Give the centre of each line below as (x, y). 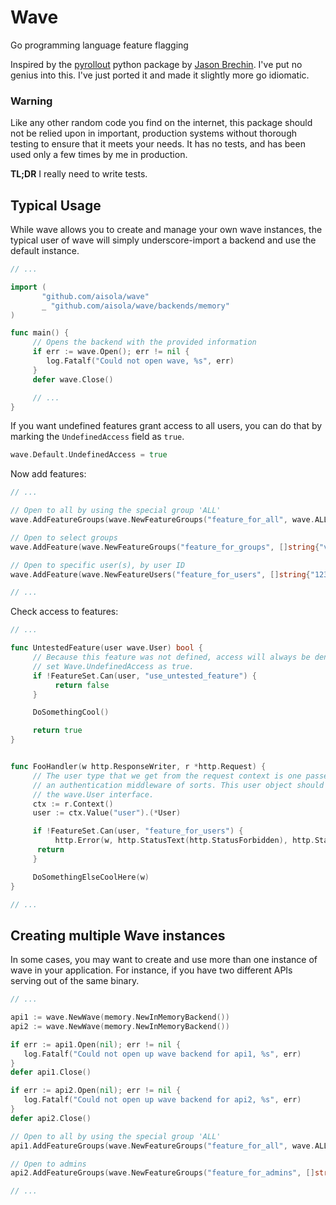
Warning (31, 101)
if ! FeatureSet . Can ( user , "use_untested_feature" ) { (144, 676)
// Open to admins (48, 1164)
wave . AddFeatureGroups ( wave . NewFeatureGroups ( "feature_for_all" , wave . (162, 520)
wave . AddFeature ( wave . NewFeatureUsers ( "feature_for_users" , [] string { (160, 574)
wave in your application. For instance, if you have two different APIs (151, 970)
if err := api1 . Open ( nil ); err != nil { (96, 1044)
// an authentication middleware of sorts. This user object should (178, 785)
